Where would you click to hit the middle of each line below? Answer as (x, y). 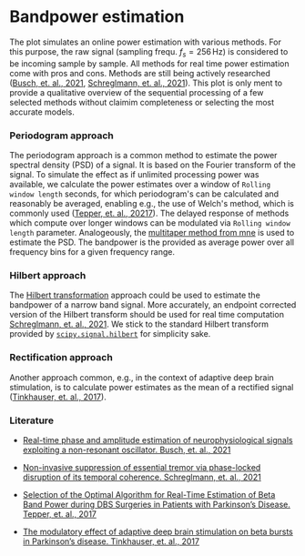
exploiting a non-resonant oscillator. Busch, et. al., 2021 (127, 450)
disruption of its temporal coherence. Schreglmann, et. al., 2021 (142, 477)
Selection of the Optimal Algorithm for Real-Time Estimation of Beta (149, 494)
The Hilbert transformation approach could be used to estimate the (135, 295)
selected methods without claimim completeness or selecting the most (142, 102)
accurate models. (42, 112)
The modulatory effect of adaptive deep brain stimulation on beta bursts (158, 531)
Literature (32, 420)
